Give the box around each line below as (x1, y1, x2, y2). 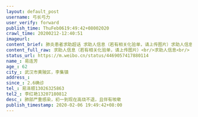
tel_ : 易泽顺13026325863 (6, 86, 65, 92)
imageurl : (6, 36, 31, 42)
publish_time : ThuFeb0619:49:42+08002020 (6, 25, 110, 31)
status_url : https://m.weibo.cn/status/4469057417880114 (6, 53, 149, 58)
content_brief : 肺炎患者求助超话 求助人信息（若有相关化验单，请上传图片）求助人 (6, 42, 184, 48)
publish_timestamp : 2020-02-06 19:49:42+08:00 (6, 102, 123, 108)
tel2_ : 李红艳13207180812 (6, 91, 67, 97)
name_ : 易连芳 (6, 58, 38, 64)
